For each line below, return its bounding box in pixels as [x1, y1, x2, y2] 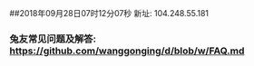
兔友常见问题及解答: [9, 33, 97, 45]
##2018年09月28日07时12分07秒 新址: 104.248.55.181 [9, 8, 210, 18]
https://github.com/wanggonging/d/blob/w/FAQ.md [9, 44, 245, 57]
